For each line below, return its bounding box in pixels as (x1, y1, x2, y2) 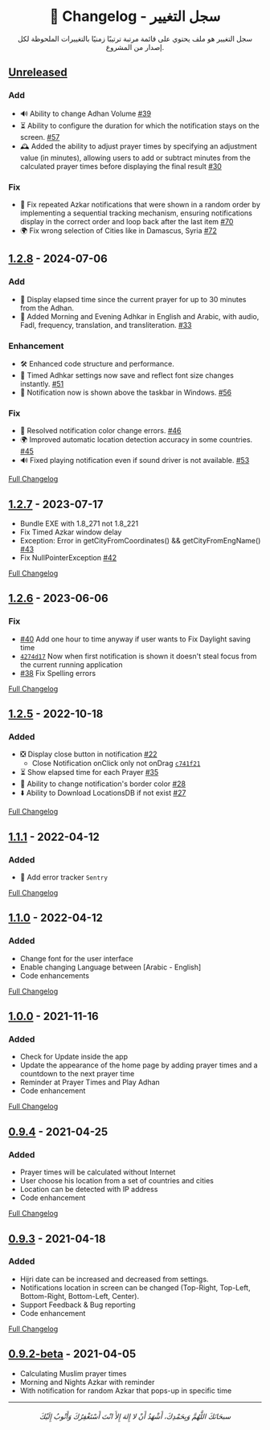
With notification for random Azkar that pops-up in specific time (19, 1386, 232, 1395)
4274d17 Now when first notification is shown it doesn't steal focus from (19, 651, 257, 661)
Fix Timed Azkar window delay (19, 527, 122, 537)
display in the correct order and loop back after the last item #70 (19, 216, 234, 226)
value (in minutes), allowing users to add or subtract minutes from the (19, 153, 251, 162)
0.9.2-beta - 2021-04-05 (8, 1347, 137, 1361)
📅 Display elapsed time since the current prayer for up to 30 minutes (19, 294, 247, 304)
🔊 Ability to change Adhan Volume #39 (19, 109, 151, 118)
